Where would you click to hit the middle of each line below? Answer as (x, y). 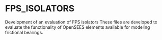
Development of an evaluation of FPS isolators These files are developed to (81, 22)
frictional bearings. (24, 32)
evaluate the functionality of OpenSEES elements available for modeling (78, 27)
